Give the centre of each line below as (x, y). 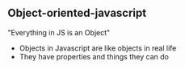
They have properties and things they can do (94, 56)
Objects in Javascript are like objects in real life (98, 48)
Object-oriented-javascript (77, 13)
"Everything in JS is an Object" (59, 32)
